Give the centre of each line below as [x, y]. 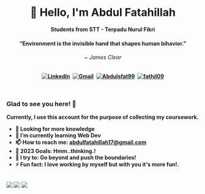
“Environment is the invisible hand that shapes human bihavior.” [103, 43]
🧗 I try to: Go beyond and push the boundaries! [76, 157]
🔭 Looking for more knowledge [55, 129]
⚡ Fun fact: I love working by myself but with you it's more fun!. [97, 165]
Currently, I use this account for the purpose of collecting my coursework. [102, 117]
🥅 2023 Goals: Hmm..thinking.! [55, 151]
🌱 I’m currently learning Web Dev [58, 135]
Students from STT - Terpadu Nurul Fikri [103, 29]
